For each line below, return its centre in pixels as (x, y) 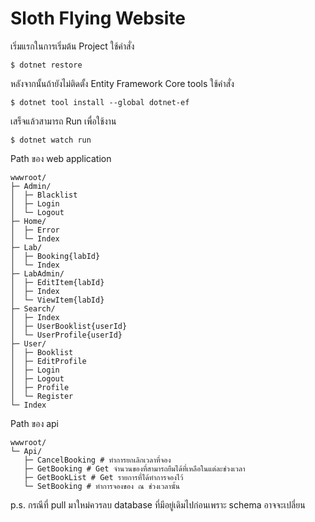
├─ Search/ (33, 308)
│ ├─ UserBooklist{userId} (69, 326)
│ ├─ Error (35, 230)
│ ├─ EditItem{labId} (57, 282)
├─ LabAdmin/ (37, 273)
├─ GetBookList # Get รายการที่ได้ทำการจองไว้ (103, 477)
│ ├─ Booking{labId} (55, 256)
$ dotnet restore (46, 65)
